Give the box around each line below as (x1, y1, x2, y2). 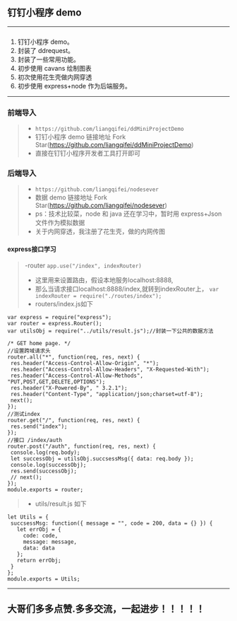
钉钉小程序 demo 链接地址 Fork (35, 133, 126, 141)
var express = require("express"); (7, 313, 112, 320)
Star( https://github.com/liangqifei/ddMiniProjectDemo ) (35, 141, 194, 149)
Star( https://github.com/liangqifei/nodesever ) (35, 201, 168, 210)
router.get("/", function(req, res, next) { (7, 417, 140, 424)
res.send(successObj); (10, 468, 78, 475)
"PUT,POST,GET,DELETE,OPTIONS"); (7, 378, 106, 385)
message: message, (23, 538, 78, 545)
